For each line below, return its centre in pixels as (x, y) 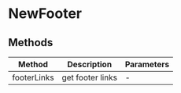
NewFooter (45, 14)
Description (89, 64)
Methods (31, 43)
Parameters (147, 64)
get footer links (90, 77)
